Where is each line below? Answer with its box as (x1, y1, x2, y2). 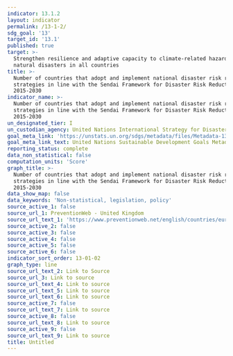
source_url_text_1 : (7, 216, 64, 223)
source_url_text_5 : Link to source (7, 287, 110, 294)
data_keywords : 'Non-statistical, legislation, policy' (7, 197, 172, 204)
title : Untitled (7, 339, 54, 346)
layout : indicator (7, 17, 60, 24)
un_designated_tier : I (7, 119, 73, 127)
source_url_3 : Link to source (7, 274, 95, 281)
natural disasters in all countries (13, 62, 119, 69)
